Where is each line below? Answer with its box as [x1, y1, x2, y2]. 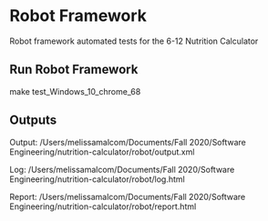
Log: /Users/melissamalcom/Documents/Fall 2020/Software [9, 164, 235, 175]
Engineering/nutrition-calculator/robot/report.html [9, 201, 197, 212]
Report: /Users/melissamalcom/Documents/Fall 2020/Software [9, 191, 246, 202]
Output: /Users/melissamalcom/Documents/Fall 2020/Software [9, 136, 246, 147]
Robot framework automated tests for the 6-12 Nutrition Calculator [9, 35, 259, 46]
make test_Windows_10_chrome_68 [9, 85, 141, 96]
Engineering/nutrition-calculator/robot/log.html [9, 174, 185, 185]
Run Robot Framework [9, 62, 139, 77]
